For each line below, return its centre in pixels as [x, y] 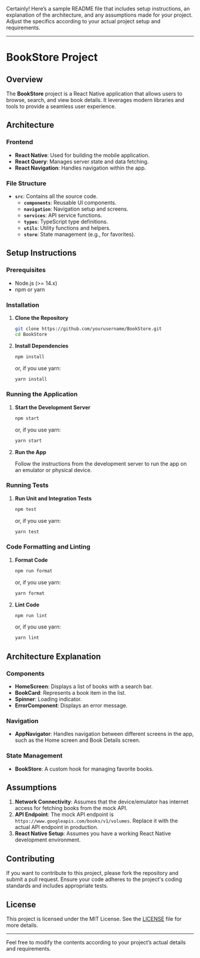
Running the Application [42, 395]
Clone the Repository [41, 318]
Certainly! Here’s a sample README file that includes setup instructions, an [98, 9]
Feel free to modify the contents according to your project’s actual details [96, 942]
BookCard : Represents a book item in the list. [70, 693]
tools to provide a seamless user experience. [61, 106]
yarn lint [27, 638]
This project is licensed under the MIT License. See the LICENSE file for [94, 919]
